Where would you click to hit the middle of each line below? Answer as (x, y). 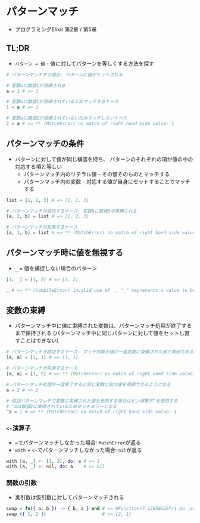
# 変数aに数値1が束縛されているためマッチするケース (62, 102)
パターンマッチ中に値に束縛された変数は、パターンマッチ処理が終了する (103, 326)
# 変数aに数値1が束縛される (36, 85)
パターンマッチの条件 (45, 144)
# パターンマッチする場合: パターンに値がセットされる (65, 74)
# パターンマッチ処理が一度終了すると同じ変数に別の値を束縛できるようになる (88, 384)
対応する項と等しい (38, 166)
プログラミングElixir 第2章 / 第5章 (56, 29)
